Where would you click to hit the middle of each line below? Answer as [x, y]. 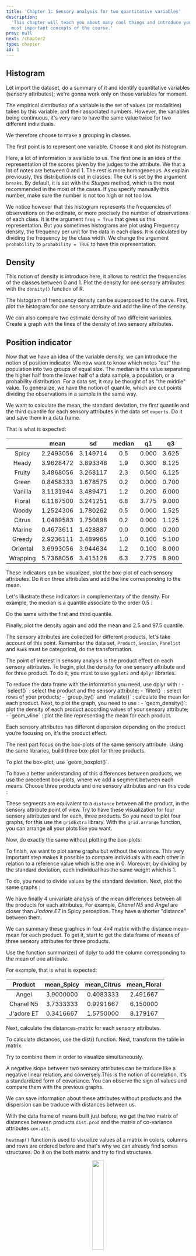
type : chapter [23, 45]
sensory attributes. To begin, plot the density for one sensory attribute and [96, 667]
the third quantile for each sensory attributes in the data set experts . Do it [94, 411]
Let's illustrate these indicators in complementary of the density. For [88, 597]
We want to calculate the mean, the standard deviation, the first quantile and [98, 406]
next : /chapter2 [26, 39]
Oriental [22, 549]
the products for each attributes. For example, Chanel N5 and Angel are [92, 905]
